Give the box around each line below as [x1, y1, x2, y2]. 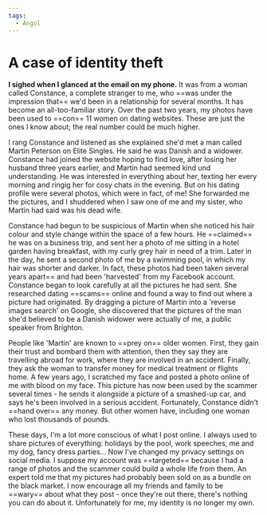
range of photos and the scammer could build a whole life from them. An [8, 464, 247, 473]
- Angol [15, 19, 41, 27]
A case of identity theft [8, 53, 163, 72]
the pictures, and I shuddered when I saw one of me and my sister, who [8, 197, 243, 207]
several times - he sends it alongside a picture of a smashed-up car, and [8, 389, 246, 399]
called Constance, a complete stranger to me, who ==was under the [8, 89, 233, 98]
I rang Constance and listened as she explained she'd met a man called [8, 137, 242, 148]
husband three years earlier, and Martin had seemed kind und [8, 163, 211, 172]
